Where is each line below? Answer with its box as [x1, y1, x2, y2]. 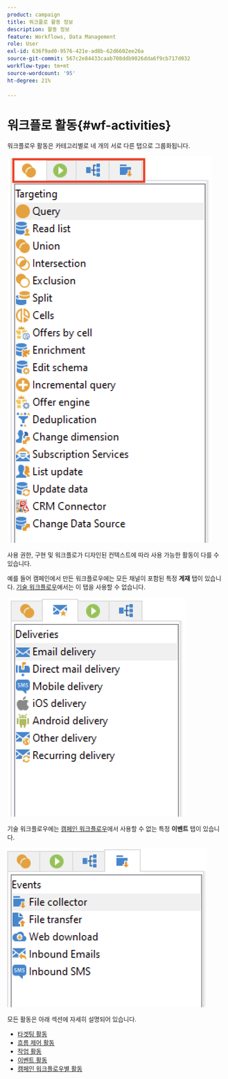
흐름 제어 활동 [17, 1039, 55, 1047]
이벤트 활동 [17, 1056, 48, 1064]
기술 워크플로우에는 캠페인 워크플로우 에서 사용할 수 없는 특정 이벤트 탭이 [7, 825, 202, 833]
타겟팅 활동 [17, 1030, 48, 1038]
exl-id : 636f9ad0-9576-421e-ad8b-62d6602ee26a [7, 48, 144, 55]
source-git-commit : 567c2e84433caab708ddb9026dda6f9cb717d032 [7, 56, 191, 62]
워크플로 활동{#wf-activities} [7, 117, 172, 133]
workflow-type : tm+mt [7, 62, 70, 69]
